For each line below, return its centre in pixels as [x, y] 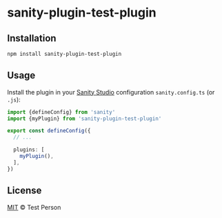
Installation [32, 38]
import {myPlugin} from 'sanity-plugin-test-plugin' [84, 119]
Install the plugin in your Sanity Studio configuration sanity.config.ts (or [111, 92]
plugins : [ [29, 150]
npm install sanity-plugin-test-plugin [64, 54]
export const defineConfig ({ [49, 131]
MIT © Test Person [34, 207]
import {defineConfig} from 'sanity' [61, 112]
